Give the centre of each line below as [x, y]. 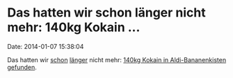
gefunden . [22, 67]
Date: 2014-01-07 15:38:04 [46, 46]
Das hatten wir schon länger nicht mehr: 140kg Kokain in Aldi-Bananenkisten [117, 59]
